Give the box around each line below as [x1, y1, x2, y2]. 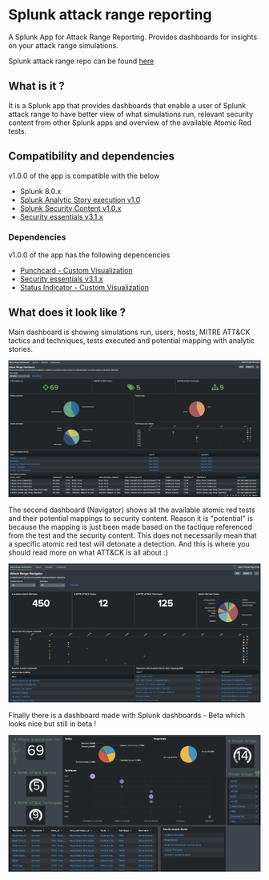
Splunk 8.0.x [19, 186, 62, 196]
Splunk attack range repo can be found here [8, 56, 155, 66]
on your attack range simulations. [8, 40, 118, 50]
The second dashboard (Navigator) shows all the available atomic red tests [8, 505, 255, 515]
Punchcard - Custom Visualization [19, 265, 134, 275]
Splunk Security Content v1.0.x [19, 203, 122, 213]
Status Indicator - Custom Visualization [19, 282, 150, 292]
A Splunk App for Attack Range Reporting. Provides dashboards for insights [8, 32, 258, 42]
